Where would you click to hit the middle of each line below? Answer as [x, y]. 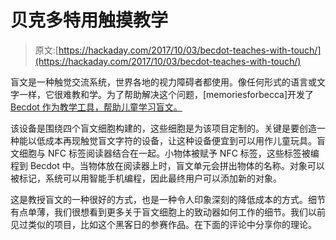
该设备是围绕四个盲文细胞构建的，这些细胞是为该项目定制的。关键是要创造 [163, 128]
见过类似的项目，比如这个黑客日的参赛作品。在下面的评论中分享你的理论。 [163, 224]
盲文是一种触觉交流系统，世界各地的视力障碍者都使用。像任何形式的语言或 [163, 82]
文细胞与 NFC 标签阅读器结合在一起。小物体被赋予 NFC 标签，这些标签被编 [165, 153]
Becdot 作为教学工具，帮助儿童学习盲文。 [96, 107]
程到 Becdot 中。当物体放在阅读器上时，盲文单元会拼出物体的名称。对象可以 [167, 165]
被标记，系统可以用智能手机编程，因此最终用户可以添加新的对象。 [146, 178]
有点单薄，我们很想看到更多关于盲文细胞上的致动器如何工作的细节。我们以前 [168, 212]
